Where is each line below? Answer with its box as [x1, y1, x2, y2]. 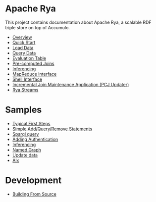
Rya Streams [12, 87, 39, 93]
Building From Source [12, 191, 57, 197]
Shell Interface [12, 76, 43, 82]
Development [5, 175, 62, 186]
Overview [12, 34, 32, 40]
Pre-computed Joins [12, 60, 54, 66]
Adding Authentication [12, 136, 58, 142]
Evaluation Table [12, 55, 46, 61]
